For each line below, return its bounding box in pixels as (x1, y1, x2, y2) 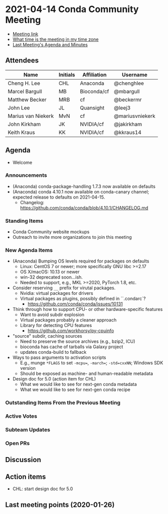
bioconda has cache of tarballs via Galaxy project (20, 344, 124, 350)
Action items (5, 472, 46, 481)
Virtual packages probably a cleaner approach (20, 317, 117, 323)
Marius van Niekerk (8, 112, 54, 119)
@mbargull (114, 88, 140, 95)
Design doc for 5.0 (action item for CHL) (12, 376, 96, 382)
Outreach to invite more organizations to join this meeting (12, 234, 132, 240)
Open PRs (5, 440, 30, 447)
